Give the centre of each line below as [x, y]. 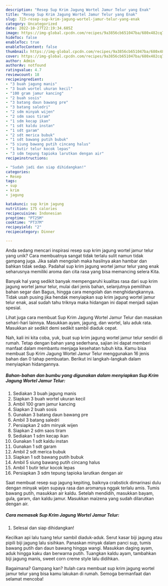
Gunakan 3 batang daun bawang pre [51, 414]
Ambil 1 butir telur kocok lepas [44, 467]
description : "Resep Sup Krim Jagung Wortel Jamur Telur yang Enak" [78, 10]
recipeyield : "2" [24, 227]
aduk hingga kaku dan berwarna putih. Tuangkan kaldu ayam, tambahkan [81, 553]
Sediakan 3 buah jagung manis [45, 393]
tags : [11, 181]
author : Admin [20, 61]
